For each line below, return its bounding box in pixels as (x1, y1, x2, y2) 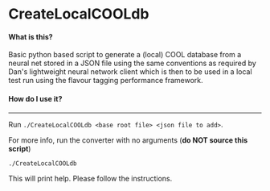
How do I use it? (8, 93, 63, 103)
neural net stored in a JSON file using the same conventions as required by (8, 58, 257, 69)
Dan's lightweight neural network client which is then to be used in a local (8, 67, 252, 77)
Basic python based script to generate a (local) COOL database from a (8, 50, 242, 60)
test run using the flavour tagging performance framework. (8, 76, 203, 85)
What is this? (8, 31, 54, 41)
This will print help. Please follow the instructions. (8, 173, 173, 183)
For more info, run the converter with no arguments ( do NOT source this (8, 135, 248, 145)
